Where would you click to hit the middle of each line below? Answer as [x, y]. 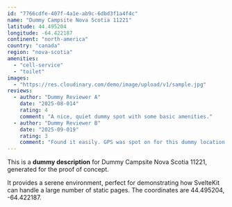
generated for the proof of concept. [58, 170]
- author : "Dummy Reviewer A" [57, 98]
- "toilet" [29, 71]
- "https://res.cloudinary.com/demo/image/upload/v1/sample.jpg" [110, 84]
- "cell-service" [39, 65]
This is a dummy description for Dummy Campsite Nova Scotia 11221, [107, 162]
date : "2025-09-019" [49, 129]
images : [18, 78]
